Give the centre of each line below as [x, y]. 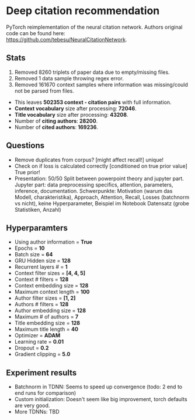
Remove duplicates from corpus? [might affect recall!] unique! [89, 160]
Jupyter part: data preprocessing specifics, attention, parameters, [94, 184]
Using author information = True [53, 242]
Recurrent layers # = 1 [41, 267]
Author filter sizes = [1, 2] [45, 298]
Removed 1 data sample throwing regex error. [69, 78]
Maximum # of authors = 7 [46, 317]
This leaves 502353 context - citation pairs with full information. [93, 102]
